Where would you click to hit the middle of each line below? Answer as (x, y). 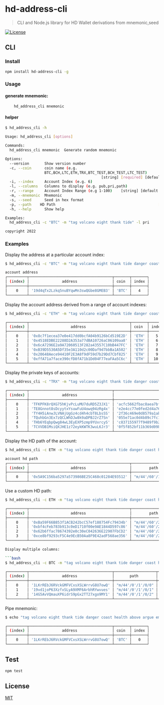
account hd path (21, 459)
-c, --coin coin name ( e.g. (43, 168)
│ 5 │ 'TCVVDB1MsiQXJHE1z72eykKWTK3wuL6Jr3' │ (60, 427)
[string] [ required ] (122, 177)
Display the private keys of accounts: (42, 373)
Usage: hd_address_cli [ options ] (39, 137)
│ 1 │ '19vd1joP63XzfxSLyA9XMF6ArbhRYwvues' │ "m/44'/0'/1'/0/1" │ (82, 590)
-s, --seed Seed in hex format (47, 200)
